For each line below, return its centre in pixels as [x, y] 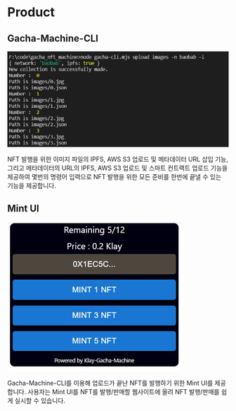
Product [31, 12]
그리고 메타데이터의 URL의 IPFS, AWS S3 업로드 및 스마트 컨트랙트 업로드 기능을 [118, 168]
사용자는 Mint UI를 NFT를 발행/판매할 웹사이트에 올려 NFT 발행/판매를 [124, 392]
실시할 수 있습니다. [40, 400]
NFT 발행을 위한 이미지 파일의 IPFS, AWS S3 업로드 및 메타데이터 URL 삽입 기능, [118, 159]
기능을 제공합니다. [32, 186]
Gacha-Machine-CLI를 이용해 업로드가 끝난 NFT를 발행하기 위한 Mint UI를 [110, 383]
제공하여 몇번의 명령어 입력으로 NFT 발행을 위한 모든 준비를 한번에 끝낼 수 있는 [114, 177]
